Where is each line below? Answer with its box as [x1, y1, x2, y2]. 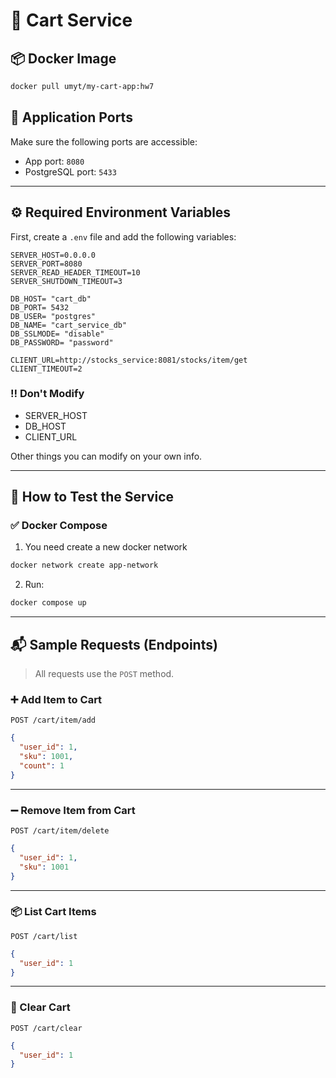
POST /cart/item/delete [10, 826, 110, 836]
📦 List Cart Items [10, 905, 97, 919]
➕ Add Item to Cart [10, 692, 103, 706]
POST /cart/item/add [10, 715, 97, 726]
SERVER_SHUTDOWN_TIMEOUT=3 [10, 276, 123, 286]
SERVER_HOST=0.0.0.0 [10, 250, 97, 260]
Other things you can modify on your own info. [10, 450, 203, 462]
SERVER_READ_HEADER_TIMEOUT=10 [10, 267, 141, 278]
